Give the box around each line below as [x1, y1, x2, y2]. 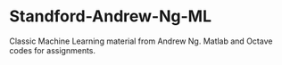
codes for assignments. [9, 45, 96, 55]
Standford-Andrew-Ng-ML [9, 6, 212, 27]
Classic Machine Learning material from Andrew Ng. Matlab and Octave [9, 36, 273, 46]
